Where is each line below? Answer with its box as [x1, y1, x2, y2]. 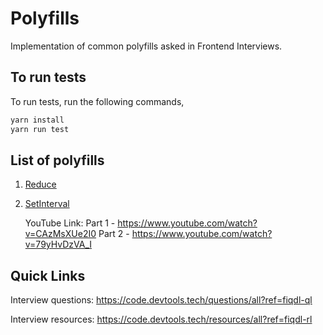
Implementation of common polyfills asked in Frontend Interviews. [10, 40, 283, 52]
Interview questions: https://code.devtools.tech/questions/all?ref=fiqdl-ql [10, 294, 313, 306]
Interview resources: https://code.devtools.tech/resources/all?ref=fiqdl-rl [10, 313, 313, 326]
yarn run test [10, 124, 70, 134]
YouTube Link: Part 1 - [24, 217, 116, 229]
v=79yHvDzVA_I [24, 238, 92, 251]
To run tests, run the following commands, [10, 95, 185, 107]
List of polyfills [10, 152, 105, 169]
